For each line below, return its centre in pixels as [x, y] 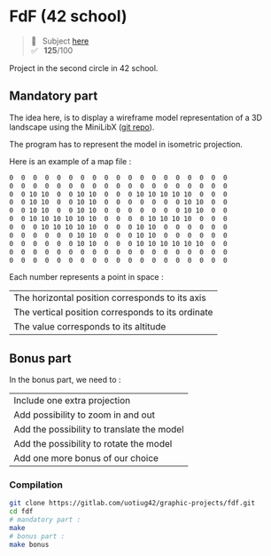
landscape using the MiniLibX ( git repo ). [82, 127]
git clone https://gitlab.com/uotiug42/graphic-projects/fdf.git [132, 504]
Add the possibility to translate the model [99, 430]
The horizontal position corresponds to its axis [110, 298]
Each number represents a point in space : [86, 277]
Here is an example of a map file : [70, 161]
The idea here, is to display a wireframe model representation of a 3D [136, 117]
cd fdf [21, 512]
